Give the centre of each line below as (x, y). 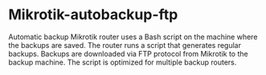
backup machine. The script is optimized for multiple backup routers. (123, 62)
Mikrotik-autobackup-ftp (93, 15)
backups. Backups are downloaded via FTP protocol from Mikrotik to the (128, 53)
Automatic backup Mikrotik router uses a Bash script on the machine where (133, 37)
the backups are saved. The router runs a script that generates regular (125, 45)
